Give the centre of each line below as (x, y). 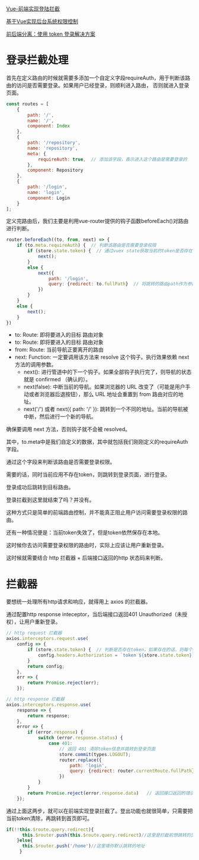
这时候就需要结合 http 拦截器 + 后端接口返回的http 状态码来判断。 (86, 558)
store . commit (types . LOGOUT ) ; (95, 754)
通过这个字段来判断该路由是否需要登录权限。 (61, 462)
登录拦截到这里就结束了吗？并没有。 (50, 500)
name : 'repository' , (53, 148)
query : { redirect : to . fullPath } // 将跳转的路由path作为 (118, 284)
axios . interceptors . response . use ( (49, 704)
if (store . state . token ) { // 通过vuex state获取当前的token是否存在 (110, 251)
